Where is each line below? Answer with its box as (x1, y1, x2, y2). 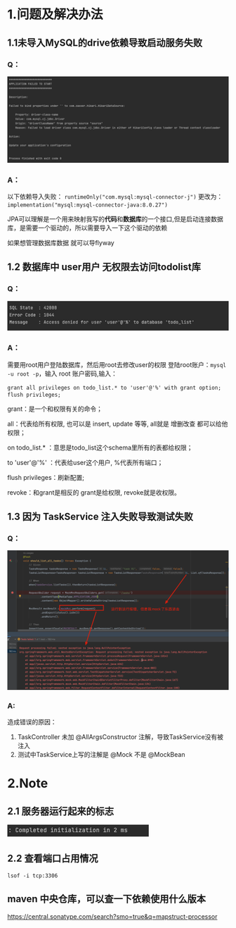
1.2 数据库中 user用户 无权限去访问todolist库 (7, 261, 202, 273)
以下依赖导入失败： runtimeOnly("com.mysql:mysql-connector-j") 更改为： (7, 192, 223, 201)
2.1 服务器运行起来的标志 (7, 805, 114, 817)
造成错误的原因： (7, 718, 57, 726)
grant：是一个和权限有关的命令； (7, 404, 103, 413)
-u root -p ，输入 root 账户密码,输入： (7, 369, 117, 378)
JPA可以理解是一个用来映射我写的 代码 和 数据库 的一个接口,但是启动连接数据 (7, 215, 223, 223)
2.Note (7, 776, 48, 791)
